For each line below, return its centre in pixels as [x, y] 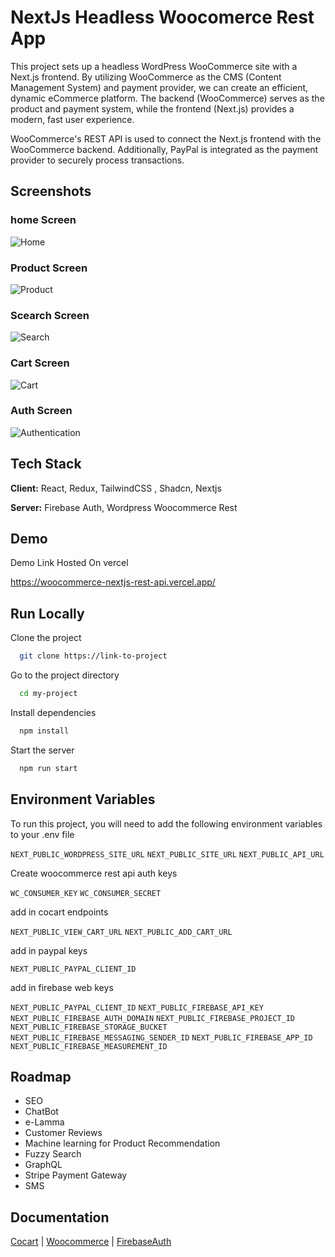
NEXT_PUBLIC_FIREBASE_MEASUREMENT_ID [89, 1046]
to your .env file [42, 834]
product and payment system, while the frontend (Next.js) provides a [152, 108]
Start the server [42, 750]
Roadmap [41, 1076]
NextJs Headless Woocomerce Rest [162, 17]
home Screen [43, 220]
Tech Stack [46, 464]
